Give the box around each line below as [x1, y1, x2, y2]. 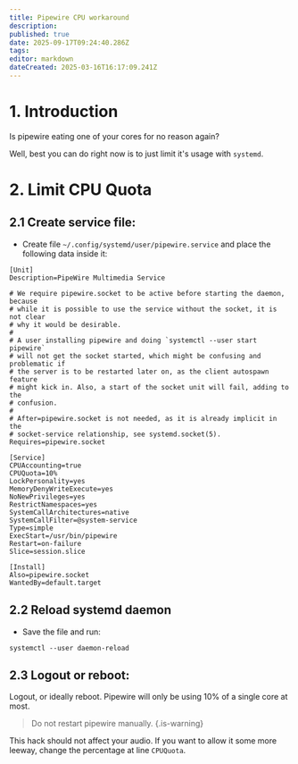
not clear [9, 312, 46, 322]
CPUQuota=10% [9, 468, 58, 478]
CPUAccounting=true [9, 461, 82, 470]
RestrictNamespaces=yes [9, 500, 98, 509]
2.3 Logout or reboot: [9, 667, 130, 684]
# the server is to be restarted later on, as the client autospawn [9, 367, 269, 376]
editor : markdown [9, 55, 74, 63]
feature [9, 374, 38, 384]
